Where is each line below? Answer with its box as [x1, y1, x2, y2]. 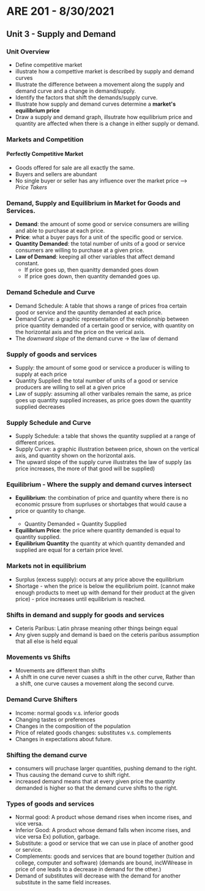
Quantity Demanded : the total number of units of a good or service [15, 240, 185, 247]
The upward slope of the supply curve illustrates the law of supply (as [15, 459, 192, 466]
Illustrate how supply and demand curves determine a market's [15, 100, 176, 107]
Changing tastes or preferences [15, 715, 96, 723]
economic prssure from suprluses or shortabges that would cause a [15, 500, 187, 508]
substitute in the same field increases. [15, 879, 111, 886]
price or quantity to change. [15, 507, 86, 515]
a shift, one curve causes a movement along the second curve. [15, 680, 174, 687]
